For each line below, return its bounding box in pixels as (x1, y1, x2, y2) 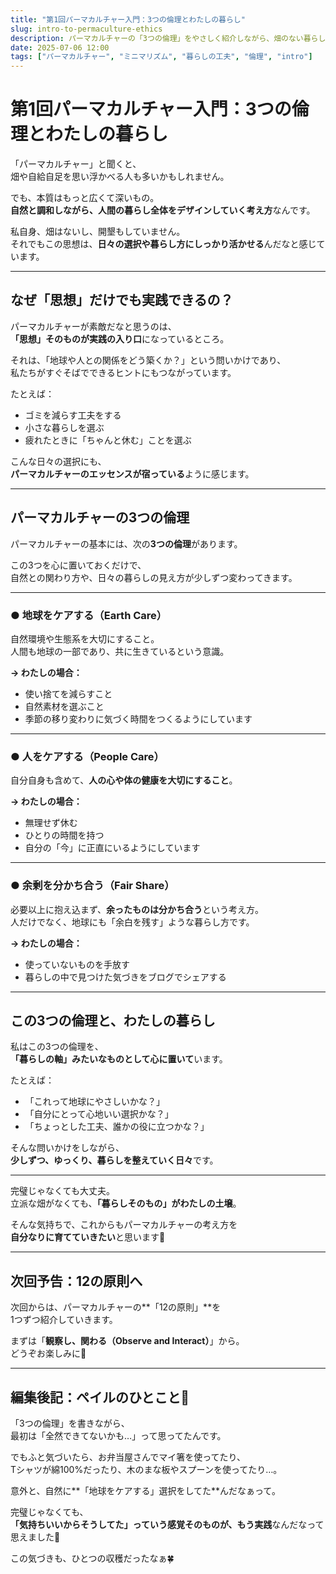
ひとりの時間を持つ (24, 829, 105, 841)
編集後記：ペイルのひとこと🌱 (10, 1389, 190, 1406)
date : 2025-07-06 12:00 (10, 42, 110, 53)
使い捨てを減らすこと (24, 687, 113, 700)
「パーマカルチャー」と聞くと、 (10, 158, 142, 170)
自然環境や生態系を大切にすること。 (10, 632, 160, 645)
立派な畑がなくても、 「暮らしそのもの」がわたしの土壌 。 (10, 1197, 242, 1210)
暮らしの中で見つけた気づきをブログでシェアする (24, 971, 227, 983)
